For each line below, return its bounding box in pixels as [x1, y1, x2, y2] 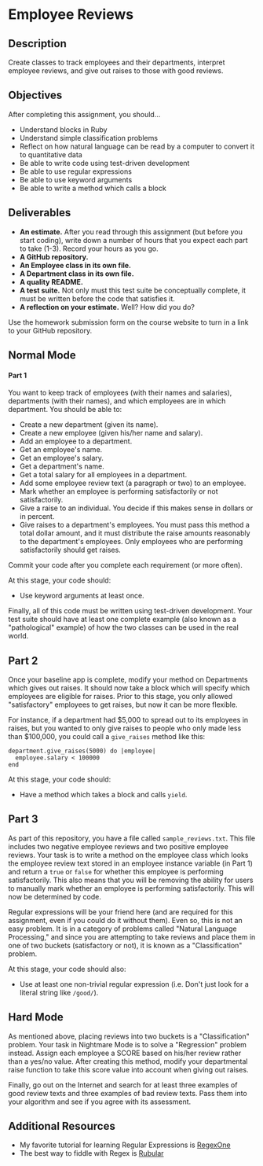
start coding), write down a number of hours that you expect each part [19, 235, 248, 245]
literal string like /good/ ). [19, 988, 99, 997]
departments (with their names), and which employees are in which [8, 396, 226, 406]
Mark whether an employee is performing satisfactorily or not [19, 487, 218, 496]
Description [8, 37, 67, 50]
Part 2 [8, 654, 38, 668]
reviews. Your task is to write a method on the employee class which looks [8, 850, 249, 859]
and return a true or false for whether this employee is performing [8, 866, 224, 876]
